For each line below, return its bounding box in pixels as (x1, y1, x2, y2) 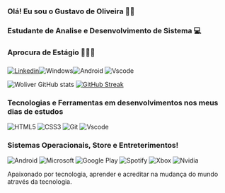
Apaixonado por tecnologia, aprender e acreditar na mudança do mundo (7, 170, 219, 179)
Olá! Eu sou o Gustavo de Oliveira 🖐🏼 (7, 6, 135, 16)
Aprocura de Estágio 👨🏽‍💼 (7, 47, 96, 57)
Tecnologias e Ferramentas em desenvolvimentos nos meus (7, 98, 219, 107)
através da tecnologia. (7, 177, 72, 186)
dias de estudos (7, 106, 64, 116)
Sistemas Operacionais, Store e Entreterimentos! (7, 140, 179, 150)
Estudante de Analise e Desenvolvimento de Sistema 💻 (7, 25, 202, 35)
